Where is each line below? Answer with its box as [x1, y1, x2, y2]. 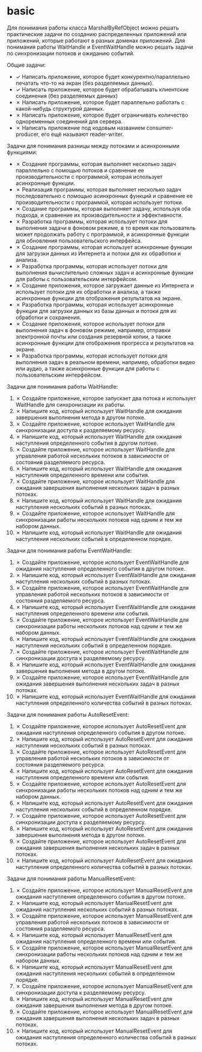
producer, [15, 131, 40, 138]
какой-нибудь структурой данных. [15, 105, 105, 112]
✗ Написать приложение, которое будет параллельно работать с [15, 98, 185, 106]
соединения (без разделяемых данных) [15, 92, 118, 99]
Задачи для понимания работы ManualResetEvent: [7, 874, 136, 882]
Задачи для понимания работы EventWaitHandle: [7, 546, 132, 554]
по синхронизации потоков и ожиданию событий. [7, 49, 135, 57]
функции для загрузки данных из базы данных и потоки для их [15, 307, 177, 314]
